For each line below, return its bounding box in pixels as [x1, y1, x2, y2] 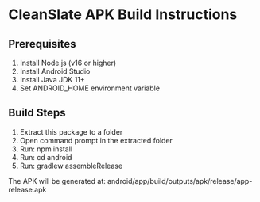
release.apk [8, 185, 47, 194]
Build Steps [8, 106, 66, 120]
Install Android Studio [19, 67, 91, 76]
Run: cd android [19, 152, 72, 162]
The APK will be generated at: [8, 176, 106, 185]
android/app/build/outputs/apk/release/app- [107, 176, 253, 185]
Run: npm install [19, 144, 73, 154]
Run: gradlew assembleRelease [19, 161, 123, 170]
